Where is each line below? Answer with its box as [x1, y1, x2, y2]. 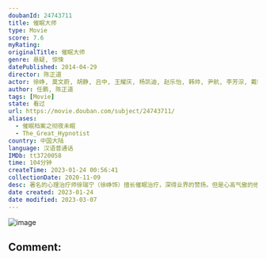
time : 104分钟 [8, 159, 53, 167]
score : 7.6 [8, 33, 44, 42]
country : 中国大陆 [8, 136, 65, 145]
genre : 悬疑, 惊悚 [8, 56, 65, 64]
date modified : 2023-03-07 [8, 196, 97, 204]
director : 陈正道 [8, 70, 62, 78]
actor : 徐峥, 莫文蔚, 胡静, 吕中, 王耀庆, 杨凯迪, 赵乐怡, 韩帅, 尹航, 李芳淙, [8, 78, 248, 86]
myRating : [8, 41, 41, 49]
